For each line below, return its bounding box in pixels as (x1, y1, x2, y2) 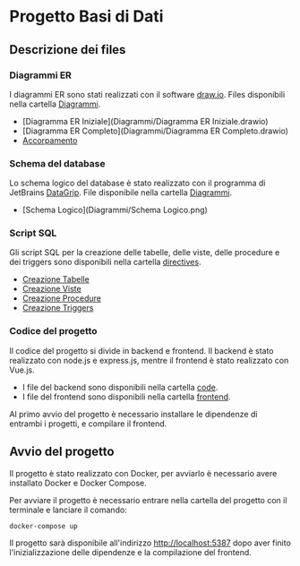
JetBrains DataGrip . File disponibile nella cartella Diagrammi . (9, 187, 233, 198)
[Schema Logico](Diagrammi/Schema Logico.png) (21, 204, 208, 216)
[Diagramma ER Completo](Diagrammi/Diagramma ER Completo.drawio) (21, 125, 289, 136)
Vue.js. (9, 364, 35, 375)
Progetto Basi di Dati (9, 6, 164, 27)
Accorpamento (21, 134, 78, 145)
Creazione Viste (21, 284, 82, 295)
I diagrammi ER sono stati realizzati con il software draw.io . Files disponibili (9, 89, 286, 99)
